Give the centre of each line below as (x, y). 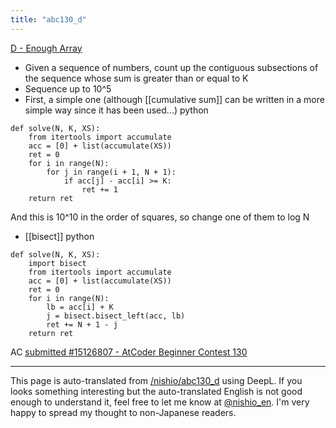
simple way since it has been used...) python (116, 110)
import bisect (57, 263)
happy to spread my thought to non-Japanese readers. (123, 412)
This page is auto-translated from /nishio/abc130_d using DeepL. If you (156, 380)
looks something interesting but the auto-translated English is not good (156, 391)
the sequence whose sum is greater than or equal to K (136, 78)
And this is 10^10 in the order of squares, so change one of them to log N (160, 217)
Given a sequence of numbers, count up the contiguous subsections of (171, 67)
